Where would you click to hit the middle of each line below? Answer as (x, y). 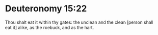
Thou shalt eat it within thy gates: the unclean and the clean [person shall (79, 22)
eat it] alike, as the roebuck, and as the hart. (50, 27)
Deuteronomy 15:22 (46, 9)
